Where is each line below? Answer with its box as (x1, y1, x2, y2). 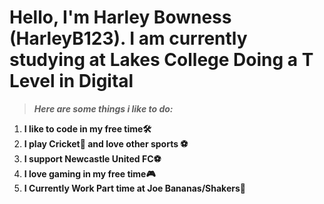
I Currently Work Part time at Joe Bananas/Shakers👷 (23, 182, 246, 194)
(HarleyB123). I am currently (9, 27, 248, 50)
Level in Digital (9, 70, 134, 93)
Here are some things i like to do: (33, 102, 174, 115)
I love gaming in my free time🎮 (23, 167, 156, 180)
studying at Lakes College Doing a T (9, 49, 314, 71)
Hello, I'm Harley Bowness (9, 6, 232, 29)
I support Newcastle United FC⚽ (23, 152, 162, 165)
